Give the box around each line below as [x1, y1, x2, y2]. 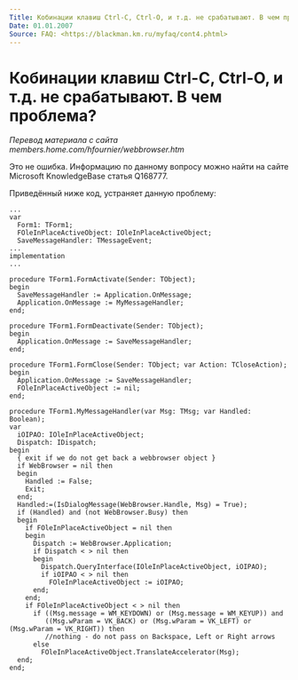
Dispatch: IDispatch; [17, 439, 98, 447]
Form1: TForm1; [17, 221, 74, 230]
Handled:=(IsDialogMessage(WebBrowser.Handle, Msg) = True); [17, 501, 248, 510]
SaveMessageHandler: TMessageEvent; [17, 236, 153, 245]
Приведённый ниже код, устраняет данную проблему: [9, 188, 216, 199]
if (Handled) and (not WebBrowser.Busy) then [17, 508, 189, 518]
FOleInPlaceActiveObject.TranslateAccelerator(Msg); [41, 648, 240, 657]
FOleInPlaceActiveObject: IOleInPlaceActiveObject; [17, 228, 213, 238]
